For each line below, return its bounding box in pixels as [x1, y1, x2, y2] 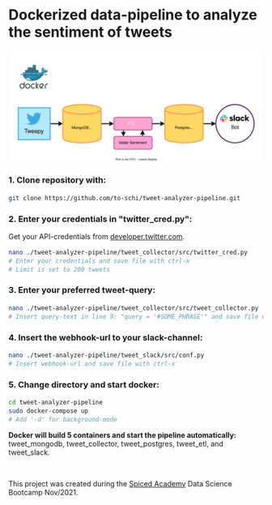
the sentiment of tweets [8, 23, 172, 41]
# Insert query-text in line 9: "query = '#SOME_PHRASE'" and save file [8, 312, 259, 321]
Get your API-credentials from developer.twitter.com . [8, 231, 185, 241]
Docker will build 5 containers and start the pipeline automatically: [8, 430, 236, 439]
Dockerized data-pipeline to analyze [8, 6, 257, 24]
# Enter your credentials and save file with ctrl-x [8, 257, 190, 265]
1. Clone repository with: [8, 174, 107, 186]
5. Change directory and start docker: [8, 379, 159, 390]
